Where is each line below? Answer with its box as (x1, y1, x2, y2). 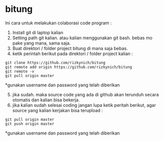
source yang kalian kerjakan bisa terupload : (12, 107, 103, 113)
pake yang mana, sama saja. (12, 40, 71, 46)
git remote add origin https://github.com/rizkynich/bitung (5, 65, 133, 70)
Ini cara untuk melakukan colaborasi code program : (5, 20, 112, 26)
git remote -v (5, 69, 35, 74)
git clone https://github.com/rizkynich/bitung (5, 60, 106, 65)
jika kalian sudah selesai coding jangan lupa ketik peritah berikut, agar (12, 102, 156, 108)
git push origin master (5, 121, 55, 126)
